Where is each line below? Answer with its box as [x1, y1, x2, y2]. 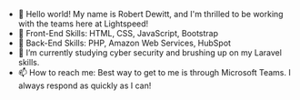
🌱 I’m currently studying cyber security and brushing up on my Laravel [17, 47, 282, 58]
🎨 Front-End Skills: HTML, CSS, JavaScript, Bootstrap [17, 28, 219, 38]
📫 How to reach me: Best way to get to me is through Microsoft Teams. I [17, 67, 291, 77]
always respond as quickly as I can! [17, 80, 152, 91]
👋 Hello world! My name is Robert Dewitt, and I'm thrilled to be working [17, 9, 284, 19]
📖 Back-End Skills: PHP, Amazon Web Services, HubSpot [17, 37, 232, 48]
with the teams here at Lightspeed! [17, 18, 149, 29]
